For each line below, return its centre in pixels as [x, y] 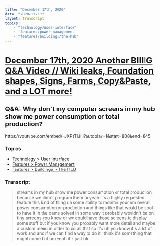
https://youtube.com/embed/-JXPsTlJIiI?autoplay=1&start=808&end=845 [78, 136]
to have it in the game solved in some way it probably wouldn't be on [85, 213]
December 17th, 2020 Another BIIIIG [79, 61]
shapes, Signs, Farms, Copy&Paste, [78, 81]
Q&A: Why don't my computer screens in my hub [80, 109]
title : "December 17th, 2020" [36, 9]
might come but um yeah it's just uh [52, 239]
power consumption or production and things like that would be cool [85, 208]
